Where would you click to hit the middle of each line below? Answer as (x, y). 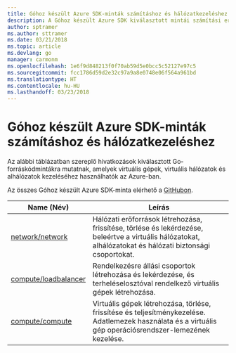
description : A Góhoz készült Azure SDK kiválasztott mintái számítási (114, 20)
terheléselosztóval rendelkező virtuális (156, 283)
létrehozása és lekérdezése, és (143, 275)
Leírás (159, 207)
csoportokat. (113, 255)
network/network (39, 237)
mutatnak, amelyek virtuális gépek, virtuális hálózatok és (144, 169)
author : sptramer (33, 27)
